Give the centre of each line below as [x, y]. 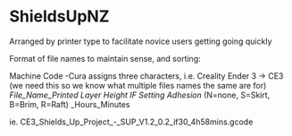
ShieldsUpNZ [59, 17]
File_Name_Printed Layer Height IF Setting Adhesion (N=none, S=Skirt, [140, 95]
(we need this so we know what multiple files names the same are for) [138, 85]
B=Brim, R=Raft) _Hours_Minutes [70, 104]
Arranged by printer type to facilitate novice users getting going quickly [141, 41]
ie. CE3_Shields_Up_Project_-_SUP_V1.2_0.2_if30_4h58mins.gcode [131, 122]
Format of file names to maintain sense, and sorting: [105, 58]
